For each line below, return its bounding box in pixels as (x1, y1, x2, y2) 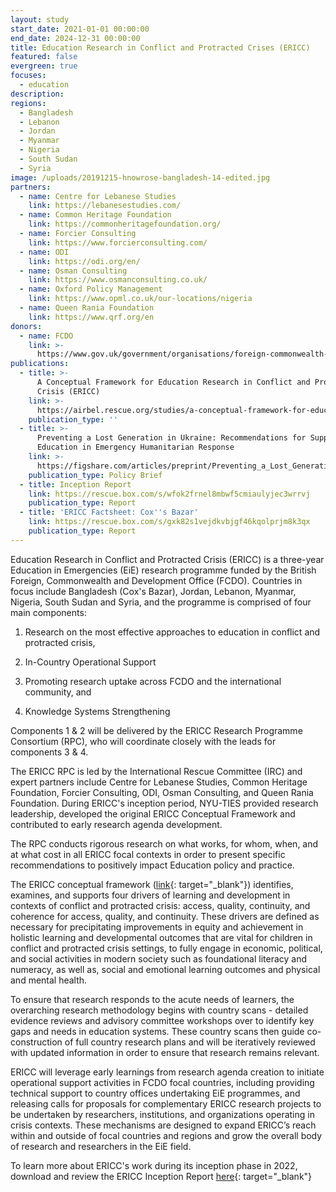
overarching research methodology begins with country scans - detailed (10, 1004, 309, 1016)
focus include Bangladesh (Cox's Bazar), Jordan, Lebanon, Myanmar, (10, 585, 297, 597)
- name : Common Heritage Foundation (19, 210, 172, 220)
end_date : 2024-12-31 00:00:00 (10, 33, 141, 43)
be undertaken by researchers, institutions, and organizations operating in (10, 1108, 315, 1120)
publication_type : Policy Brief (28, 470, 163, 480)
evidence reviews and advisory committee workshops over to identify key (10, 1014, 315, 1026)
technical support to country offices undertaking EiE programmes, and (10, 1087, 301, 1099)
